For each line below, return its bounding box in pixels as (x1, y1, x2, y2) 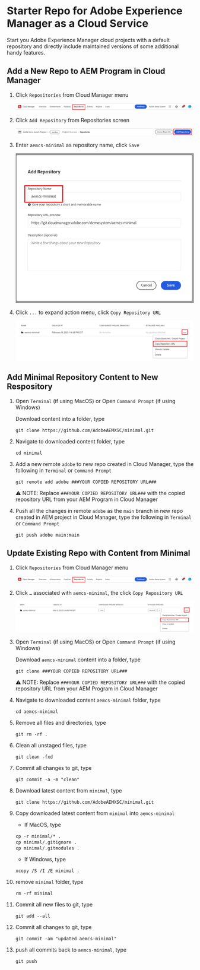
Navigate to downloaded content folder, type (15, 438, 125, 445)
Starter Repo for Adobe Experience (7, 4, 183, 18)
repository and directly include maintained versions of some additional (7, 43, 179, 50)
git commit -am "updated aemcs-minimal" (15, 936, 117, 942)
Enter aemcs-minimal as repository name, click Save (15, 141, 140, 148)
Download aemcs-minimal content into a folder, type (15, 656, 141, 663)
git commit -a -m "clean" (15, 776, 80, 783)
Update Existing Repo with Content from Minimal (7, 548, 191, 559)
